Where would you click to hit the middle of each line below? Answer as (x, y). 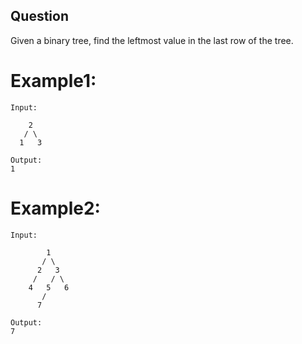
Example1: (53, 81)
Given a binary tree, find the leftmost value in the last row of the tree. (152, 40)
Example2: (55, 208)
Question (39, 16)
